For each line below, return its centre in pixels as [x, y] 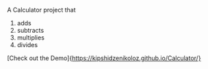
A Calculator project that [42, 10]
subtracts [30, 30]
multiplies [30, 38]
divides [27, 45]
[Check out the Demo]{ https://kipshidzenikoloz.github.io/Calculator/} [104, 58]
